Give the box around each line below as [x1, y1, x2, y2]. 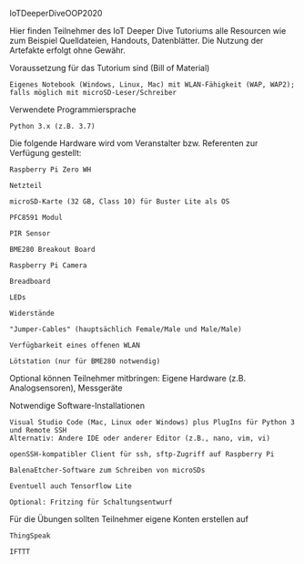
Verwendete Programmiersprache [9, 104, 137, 115]
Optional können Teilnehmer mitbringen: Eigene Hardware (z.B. [9, 373, 247, 383]
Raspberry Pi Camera [9, 261, 88, 270]
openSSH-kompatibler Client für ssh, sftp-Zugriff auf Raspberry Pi [9, 450, 275, 459]
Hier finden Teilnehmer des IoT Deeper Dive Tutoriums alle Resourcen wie [9, 26, 287, 36]
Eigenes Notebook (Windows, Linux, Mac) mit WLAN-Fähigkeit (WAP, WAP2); [9, 80, 296, 89]
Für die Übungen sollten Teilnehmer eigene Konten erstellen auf [9, 514, 248, 524]
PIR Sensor [9, 229, 51, 238]
